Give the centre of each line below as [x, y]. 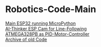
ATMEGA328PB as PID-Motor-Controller [47, 34]
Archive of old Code [26, 39]
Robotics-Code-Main [51, 9]
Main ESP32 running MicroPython [41, 23]
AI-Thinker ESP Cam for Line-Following [46, 28]
